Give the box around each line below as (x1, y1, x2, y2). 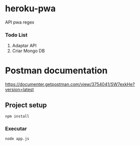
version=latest (5, 87, 34, 92)
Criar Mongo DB (12, 48, 45, 54)
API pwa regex (5, 19, 35, 25)
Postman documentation (5, 65, 108, 76)
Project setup (5, 101, 47, 109)
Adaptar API (12, 43, 37, 49)
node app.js (5, 136, 29, 142)
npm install (5, 114, 29, 118)
